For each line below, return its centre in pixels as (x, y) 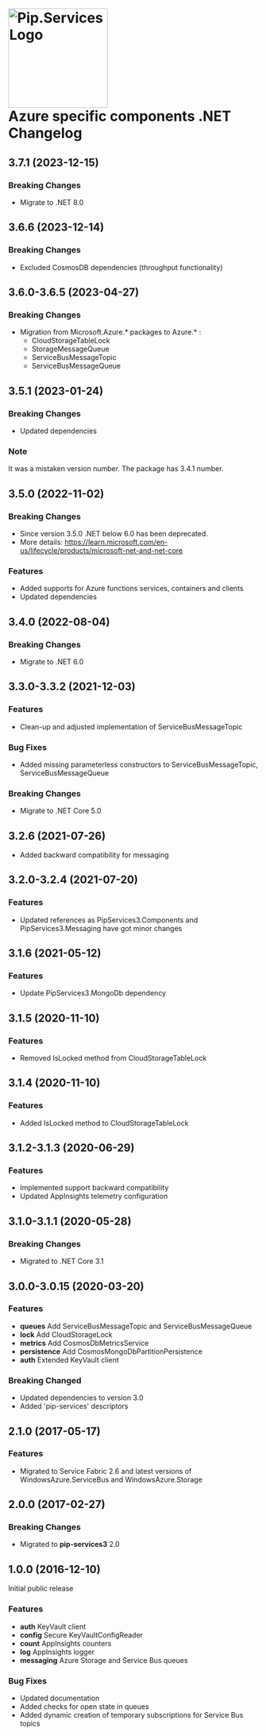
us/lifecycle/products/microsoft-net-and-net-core (101, 550)
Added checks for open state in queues (84, 1706)
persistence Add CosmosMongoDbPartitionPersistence (111, 1351)
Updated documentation (60, 1698)
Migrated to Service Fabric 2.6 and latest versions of (106, 1471)
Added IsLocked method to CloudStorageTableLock (104, 1123)
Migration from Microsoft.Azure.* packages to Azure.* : (110, 332)
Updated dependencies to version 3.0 (81, 1398)
